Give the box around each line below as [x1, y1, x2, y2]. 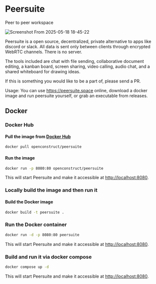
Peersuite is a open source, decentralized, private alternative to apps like [5, 38, 152, 44]
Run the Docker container [5, 221, 67, 228]
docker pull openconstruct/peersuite [5, 144, 82, 149]
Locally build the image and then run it [5, 187, 97, 194]
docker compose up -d [5, 264, 49, 269]
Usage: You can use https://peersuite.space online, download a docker [5, 87, 148, 93]
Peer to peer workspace [5, 20, 54, 25]
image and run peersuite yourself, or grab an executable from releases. [5, 93, 148, 99]
